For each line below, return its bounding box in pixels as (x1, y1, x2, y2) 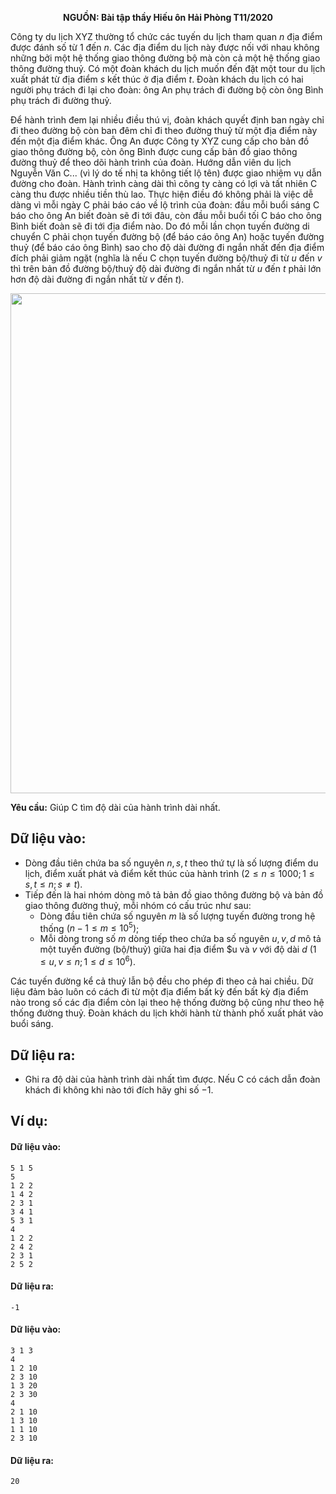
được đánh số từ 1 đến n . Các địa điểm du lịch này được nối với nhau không (10, 42, 320, 53)
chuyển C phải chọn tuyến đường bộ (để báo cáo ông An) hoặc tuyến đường (10, 231, 325, 242)
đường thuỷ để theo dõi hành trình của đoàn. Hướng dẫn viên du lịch (10, 157, 292, 168)
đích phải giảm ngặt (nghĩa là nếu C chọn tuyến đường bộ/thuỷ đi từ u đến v (10, 252, 323, 264)
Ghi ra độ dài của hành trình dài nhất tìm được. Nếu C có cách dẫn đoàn (24, 1073, 321, 1085)
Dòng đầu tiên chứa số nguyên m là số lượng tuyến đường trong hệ (39, 910, 316, 922)
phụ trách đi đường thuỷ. (10, 95, 112, 106)
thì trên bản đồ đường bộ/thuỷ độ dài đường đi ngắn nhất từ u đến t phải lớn (10, 263, 322, 274)
